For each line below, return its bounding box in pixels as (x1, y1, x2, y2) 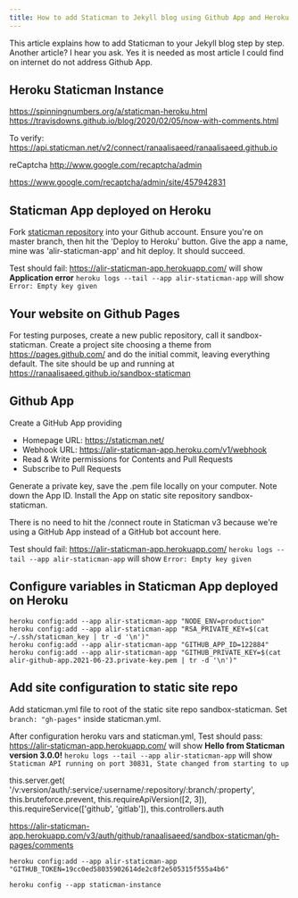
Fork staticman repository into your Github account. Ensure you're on (9, 227, 264, 238)
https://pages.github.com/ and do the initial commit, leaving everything (9, 349, 270, 360)
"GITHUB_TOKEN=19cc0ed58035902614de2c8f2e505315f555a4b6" (9, 864, 229, 874)
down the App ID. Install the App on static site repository (9, 490, 217, 500)
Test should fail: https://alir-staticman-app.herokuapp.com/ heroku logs (9, 543, 274, 554)
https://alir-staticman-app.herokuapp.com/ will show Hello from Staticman (9, 740, 286, 751)
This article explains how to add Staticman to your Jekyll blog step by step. (9, 38, 286, 48)
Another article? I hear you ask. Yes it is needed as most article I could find (9, 46, 284, 58)
